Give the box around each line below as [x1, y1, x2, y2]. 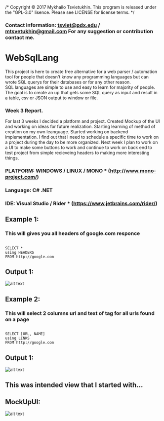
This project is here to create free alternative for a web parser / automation [5, 69, 158, 75]
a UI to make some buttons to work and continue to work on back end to [5, 145, 152, 151]
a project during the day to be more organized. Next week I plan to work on [5, 139, 158, 145]
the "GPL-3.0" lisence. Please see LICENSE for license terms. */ [5, 9, 135, 15]
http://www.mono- [110, 167, 157, 174]
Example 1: [5, 215, 39, 224]
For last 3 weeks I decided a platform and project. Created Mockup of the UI [5, 118, 160, 124]
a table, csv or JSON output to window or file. [5, 95, 98, 101]
